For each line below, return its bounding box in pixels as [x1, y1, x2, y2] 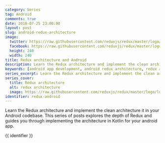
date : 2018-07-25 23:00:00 [5, 21, 60, 26]
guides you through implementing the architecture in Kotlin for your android [5, 118, 158, 124]
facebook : [9, 44, 29, 49]
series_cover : [5, 76, 34, 81]
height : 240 [9, 48, 34, 53]
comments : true [5, 16, 36, 21]
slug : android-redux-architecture [5, 30, 76, 35]
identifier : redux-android [5, 94, 60, 99]
